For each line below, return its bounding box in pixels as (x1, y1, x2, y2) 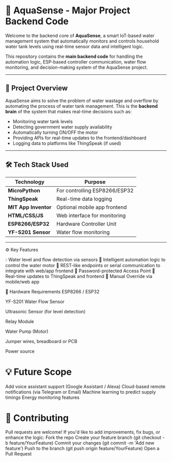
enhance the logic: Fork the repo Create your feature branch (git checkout (5, 434, 161, 440)
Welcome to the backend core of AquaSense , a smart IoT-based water (5, 32, 155, 38)
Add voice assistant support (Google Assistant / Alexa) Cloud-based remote (5, 383, 165, 389)
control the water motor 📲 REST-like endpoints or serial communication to (5, 262, 160, 268)
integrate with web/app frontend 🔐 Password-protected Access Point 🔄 (5, 268, 155, 274)
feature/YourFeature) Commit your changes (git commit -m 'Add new (9, 440, 155, 446)
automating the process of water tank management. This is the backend (5, 103, 158, 109)
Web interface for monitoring (56, 212, 126, 219)
